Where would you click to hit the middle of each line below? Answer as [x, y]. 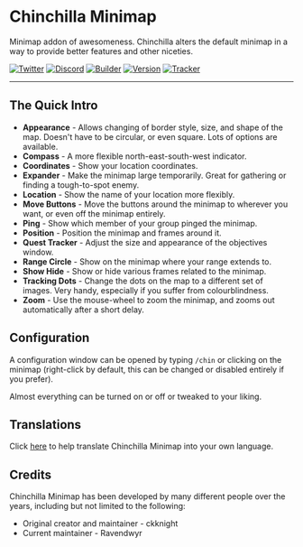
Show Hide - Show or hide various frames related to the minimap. [144, 271]
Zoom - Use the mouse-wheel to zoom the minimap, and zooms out [148, 300]
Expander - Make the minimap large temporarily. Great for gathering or [154, 175]
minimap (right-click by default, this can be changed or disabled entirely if [147, 369]
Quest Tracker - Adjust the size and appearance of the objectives [145, 242]
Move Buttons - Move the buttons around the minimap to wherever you [155, 204]
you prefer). [32, 379]
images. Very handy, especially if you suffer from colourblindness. [145, 290]
